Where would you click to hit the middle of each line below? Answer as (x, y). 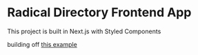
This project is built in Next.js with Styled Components (84, 31)
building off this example (42, 44)
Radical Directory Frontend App (99, 13)
